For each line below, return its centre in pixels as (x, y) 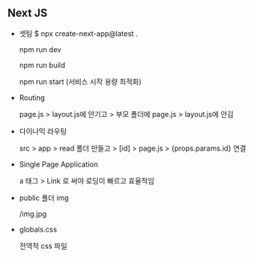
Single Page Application (58, 164)
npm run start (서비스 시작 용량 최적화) (80, 81)
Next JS (28, 13)
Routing (32, 97)
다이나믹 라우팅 (43, 131)
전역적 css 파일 (43, 246)
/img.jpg (33, 214)
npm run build (42, 65)
